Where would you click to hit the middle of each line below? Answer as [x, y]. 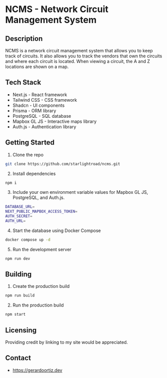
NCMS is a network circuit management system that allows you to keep [79, 51]
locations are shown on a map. [37, 67]
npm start [16, 315]
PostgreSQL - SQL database [42, 116]
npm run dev [18, 258]
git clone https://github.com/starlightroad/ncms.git [63, 164]
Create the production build [41, 286]
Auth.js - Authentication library [44, 126]
